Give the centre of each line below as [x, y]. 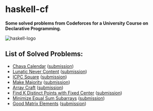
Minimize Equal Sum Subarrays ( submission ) [59, 98]
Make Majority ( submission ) [41, 82]
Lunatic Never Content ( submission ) [50, 71]
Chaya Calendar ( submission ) [43, 66]
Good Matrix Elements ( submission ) [49, 103]
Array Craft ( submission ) [38, 87]
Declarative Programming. [33, 28]
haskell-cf [27, 9]
